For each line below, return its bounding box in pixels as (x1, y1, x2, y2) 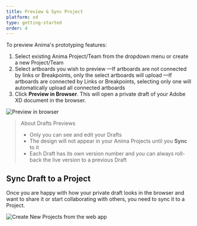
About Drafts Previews (20, 120, 76, 127)
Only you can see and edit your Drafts (29, 131, 122, 138)
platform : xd (6, 14, 38, 20)
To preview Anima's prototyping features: (6, 41, 108, 49)
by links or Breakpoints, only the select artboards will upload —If (14, 72, 173, 79)
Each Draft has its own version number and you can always (29, 150, 174, 157)
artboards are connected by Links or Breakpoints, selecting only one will (14, 78, 191, 85)
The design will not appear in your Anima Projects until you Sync (29, 137, 188, 145)
